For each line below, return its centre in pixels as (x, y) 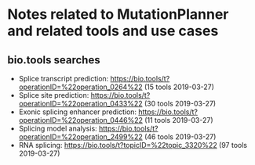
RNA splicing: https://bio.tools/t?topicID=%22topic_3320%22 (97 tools (133, 145)
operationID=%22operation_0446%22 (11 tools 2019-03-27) (116, 120)
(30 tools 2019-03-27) (180, 104)
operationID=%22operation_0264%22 (80, 87)
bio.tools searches (54, 60)
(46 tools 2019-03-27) (180, 137)
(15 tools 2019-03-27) (179, 87)
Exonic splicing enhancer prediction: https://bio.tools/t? (108, 112)
